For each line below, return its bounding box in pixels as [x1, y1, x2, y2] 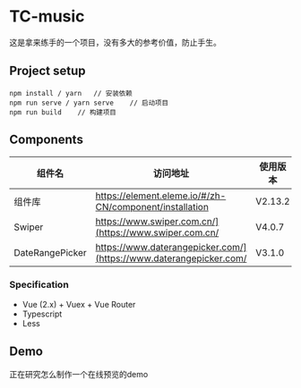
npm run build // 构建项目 [9, 107, 116, 117]
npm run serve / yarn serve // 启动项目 [9, 98, 168, 107]
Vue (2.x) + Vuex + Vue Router [21, 299, 136, 309]
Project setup [9, 63, 87, 79]
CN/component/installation [95, 200, 209, 213]
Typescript [21, 308, 63, 319]
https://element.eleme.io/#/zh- [95, 190, 227, 202]
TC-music [9, 6, 85, 27]
